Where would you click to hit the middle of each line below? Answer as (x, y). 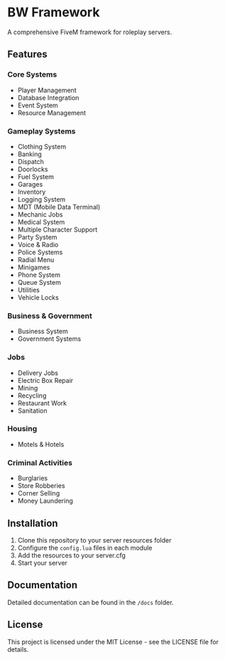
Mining (28, 388)
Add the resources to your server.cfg (72, 555)
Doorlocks (33, 169)
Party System (37, 237)
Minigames (34, 267)
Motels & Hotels (41, 444)
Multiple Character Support (57, 229)
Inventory (32, 192)
